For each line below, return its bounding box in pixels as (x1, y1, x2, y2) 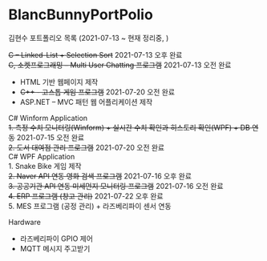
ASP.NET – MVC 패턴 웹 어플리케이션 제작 (19, 97, 153, 106)
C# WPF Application (8, 151, 75, 161)
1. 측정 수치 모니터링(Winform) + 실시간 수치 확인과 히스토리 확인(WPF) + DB (8, 122, 250, 132)
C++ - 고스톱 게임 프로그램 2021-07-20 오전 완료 (19, 86, 175, 97)
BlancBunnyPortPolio (8, 6, 154, 24)
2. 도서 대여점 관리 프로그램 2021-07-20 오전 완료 (8, 143, 165, 152)
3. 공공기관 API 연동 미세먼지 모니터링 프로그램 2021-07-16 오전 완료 (8, 181, 224, 191)
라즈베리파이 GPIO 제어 (19, 234, 94, 243)
